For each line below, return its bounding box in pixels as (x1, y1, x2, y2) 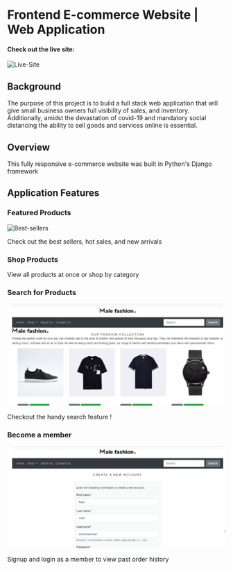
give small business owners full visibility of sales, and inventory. (7, 106, 190, 115)
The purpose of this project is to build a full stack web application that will (7, 99, 218, 108)
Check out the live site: (7, 45, 75, 53)
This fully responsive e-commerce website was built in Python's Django (7, 160, 212, 168)
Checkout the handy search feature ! (7, 413, 112, 421)
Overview (7, 141, 51, 153)
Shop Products (7, 254, 59, 264)
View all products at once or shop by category (7, 271, 139, 278)
